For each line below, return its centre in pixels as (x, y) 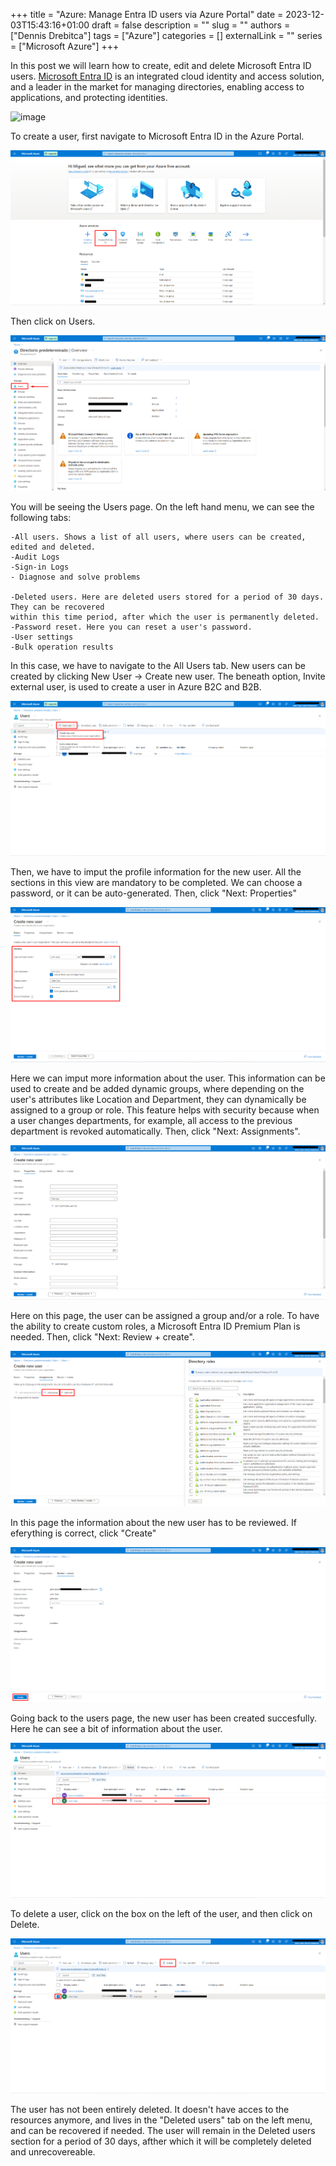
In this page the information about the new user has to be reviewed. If (153, 1522)
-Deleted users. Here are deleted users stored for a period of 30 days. (167, 597)
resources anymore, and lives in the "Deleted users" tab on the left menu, (161, 2120)
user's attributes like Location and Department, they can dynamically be (158, 1099)
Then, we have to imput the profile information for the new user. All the (156, 871)
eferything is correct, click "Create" (83, 1533)
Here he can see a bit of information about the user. (116, 1728)
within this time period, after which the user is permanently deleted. (165, 617)
